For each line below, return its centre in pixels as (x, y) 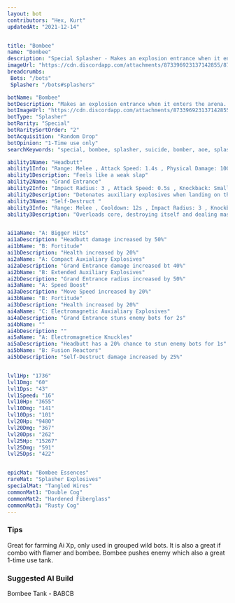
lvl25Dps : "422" (31, 454)
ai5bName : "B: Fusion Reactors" (54, 351)
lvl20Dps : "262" (31, 434)
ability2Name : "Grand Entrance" (54, 182)
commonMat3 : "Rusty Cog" (43, 506)
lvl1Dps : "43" (28, 389)
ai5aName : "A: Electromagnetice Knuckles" (70, 337)
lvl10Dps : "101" (31, 415)
